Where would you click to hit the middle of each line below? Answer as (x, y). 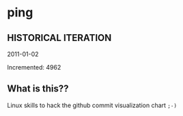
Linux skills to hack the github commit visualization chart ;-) (92, 105)
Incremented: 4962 (34, 67)
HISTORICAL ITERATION (59, 38)
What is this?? (38, 89)
